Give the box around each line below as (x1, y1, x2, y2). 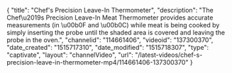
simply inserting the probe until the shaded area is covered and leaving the (6, 28, 225, 36)
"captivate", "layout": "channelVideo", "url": (6, 51, 134, 59)
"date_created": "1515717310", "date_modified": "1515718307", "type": (6, 44, 209, 51)
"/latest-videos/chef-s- (135, 51, 203, 59)
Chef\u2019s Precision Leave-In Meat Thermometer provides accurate (6, 13, 214, 22)
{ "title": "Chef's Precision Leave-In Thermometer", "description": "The (6, 6, 214, 14)
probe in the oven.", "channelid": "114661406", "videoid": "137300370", (6, 36, 214, 44)
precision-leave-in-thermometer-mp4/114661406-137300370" (6, 58, 189, 66)
